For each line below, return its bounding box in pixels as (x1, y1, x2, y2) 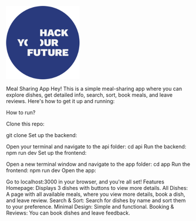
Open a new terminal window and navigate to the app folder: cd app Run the (6, 161, 191, 168)
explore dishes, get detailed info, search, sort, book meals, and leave (6, 91, 173, 98)
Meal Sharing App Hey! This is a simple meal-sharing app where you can (6, 85, 183, 92)
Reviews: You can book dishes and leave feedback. (6, 209, 130, 216)
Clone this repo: (6, 120, 45, 127)
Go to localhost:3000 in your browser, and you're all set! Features (6, 178, 164, 185)
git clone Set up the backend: (6, 132, 77, 138)
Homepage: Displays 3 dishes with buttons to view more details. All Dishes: (6, 185, 188, 191)
